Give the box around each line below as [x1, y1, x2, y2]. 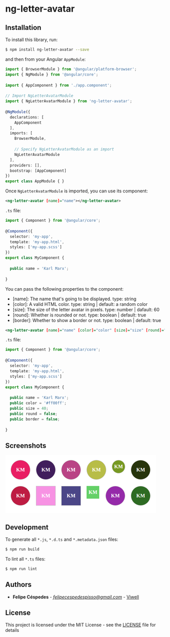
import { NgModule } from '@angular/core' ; [5, 72, 99, 77]
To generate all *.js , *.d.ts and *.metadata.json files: [5, 536, 118, 542]
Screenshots [5, 441, 47, 450]
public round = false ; [10, 411, 58, 416]
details [5, 627, 19, 633]
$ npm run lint [5, 566, 37, 571]
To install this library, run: [5, 36, 58, 43]
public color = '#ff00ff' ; [10, 401, 67, 406]
